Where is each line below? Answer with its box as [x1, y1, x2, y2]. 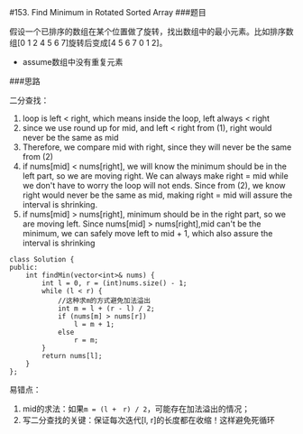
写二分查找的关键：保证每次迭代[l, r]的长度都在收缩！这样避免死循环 [22, 415, 275, 425]
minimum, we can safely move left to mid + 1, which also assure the [22, 228, 273, 238]
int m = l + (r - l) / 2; [57, 304, 155, 313]
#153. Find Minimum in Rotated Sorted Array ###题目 [9, 7, 207, 17]
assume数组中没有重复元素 [22, 57, 124, 67]
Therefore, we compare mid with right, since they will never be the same [22, 142, 292, 152]
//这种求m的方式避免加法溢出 [57, 296, 151, 305]
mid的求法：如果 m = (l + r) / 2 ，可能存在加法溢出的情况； [22, 403, 251, 414]
